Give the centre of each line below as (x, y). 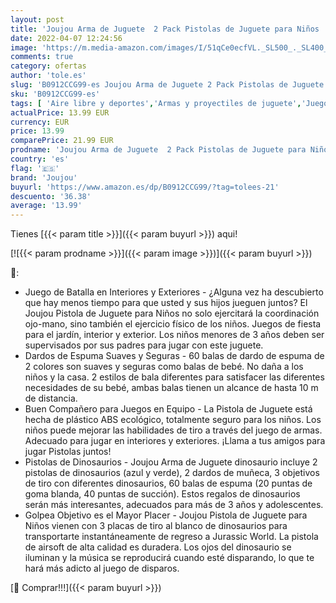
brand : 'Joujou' (44, 177)
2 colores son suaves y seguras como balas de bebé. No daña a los (164, 367)
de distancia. (51, 398)
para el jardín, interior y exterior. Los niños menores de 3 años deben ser (174, 335)
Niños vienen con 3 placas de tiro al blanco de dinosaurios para (156, 526)
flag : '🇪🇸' (35, 168)
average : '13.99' (46, 206)
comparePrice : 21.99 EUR (62, 141)
